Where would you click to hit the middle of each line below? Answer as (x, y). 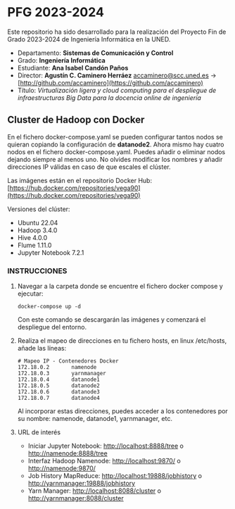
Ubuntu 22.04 (38, 222)
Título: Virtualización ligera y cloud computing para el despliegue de (117, 90)
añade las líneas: (42, 348)
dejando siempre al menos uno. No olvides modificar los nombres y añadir (115, 159)
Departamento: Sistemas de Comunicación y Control (95, 53)
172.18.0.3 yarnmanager (62, 374)
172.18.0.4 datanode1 (58, 380)
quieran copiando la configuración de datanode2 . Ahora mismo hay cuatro (116, 144)
